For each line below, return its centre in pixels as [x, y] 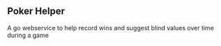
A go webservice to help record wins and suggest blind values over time [110, 27]
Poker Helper [36, 11]
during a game [28, 35]
